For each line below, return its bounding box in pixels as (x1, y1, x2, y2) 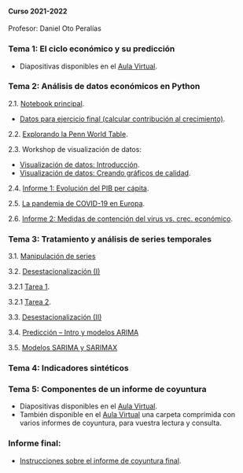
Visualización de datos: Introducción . (19, 160, 140, 169)
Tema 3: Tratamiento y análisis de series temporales (8, 233, 212, 244)
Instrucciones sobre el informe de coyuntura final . (19, 456, 182, 465)
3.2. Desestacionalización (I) (8, 267, 101, 276)
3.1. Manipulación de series (8, 252, 96, 261)
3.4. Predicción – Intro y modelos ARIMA (8, 327, 139, 338)
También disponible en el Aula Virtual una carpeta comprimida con (19, 410, 236, 419)
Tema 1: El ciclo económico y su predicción (8, 43, 175, 54)
